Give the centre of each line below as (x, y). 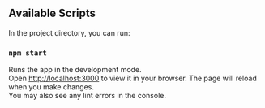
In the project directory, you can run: (69, 32)
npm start (28, 53)
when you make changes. (51, 87)
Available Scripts (52, 13)
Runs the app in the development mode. (75, 70)
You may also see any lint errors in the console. (87, 96)
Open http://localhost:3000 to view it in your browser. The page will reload (132, 78)
